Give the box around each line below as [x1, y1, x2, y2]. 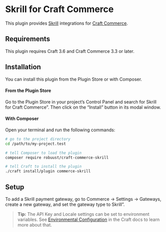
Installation [5, 63, 41, 71]
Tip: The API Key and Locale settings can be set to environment [17, 211, 149, 217]
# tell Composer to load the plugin [5, 150, 82, 156]
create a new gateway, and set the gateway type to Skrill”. [5, 201, 125, 207]
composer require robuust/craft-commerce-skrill [5, 155, 109, 160]
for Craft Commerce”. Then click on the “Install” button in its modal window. [5, 104, 161, 110]
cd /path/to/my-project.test [5, 141, 66, 146]
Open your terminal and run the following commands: [5, 127, 115, 133]
